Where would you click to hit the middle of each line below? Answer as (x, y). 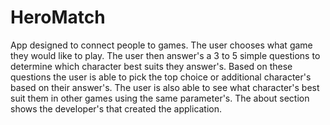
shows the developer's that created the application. (116, 108)
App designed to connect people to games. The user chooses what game (161, 45)
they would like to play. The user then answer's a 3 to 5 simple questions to (165, 55)
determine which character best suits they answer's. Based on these (151, 66)
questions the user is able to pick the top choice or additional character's (161, 77)
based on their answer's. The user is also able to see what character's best (165, 87)
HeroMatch (58, 17)
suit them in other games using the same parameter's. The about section (160, 98)
